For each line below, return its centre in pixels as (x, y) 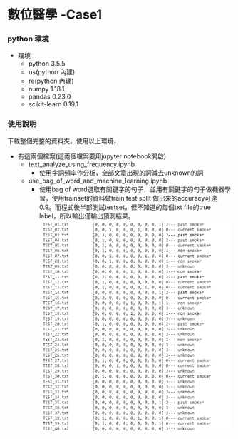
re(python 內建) (51, 81)
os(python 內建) (52, 72)
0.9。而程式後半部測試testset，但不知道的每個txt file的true (125, 207)
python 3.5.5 (47, 64)
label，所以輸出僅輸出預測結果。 (87, 216)
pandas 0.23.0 (50, 96)
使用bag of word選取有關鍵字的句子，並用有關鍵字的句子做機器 (132, 189)
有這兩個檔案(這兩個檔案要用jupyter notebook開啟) (92, 156)
